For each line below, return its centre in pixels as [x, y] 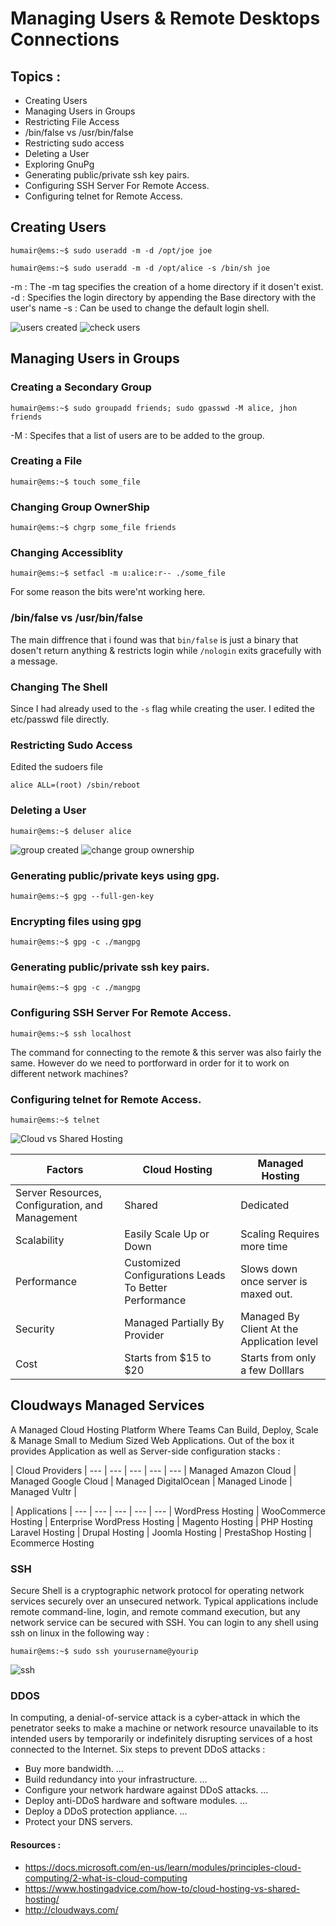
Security [35, 1329]
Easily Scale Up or [167, 1234]
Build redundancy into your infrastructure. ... [116, 1779]
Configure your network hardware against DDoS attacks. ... [146, 1790]
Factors [65, 1170]
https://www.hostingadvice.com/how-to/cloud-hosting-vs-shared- [162, 1888]
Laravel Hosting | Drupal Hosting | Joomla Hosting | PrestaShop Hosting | [161, 1532]
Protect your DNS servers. [78, 1822]
